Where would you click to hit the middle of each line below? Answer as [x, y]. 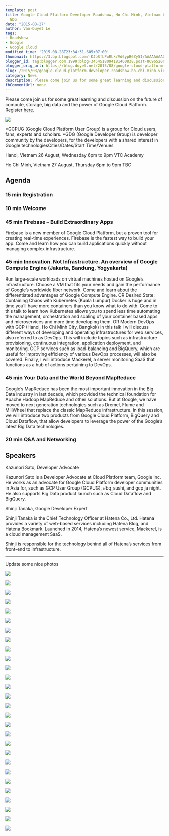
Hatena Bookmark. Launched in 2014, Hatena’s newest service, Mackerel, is [84, 529]
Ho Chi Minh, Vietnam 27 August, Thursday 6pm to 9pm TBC [68, 165]
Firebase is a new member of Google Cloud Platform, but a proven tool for [82, 233]
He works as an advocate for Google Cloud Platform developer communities [84, 483]
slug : [11, 71]
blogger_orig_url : [24, 66]
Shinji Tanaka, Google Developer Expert [46, 509]
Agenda [18, 181]
